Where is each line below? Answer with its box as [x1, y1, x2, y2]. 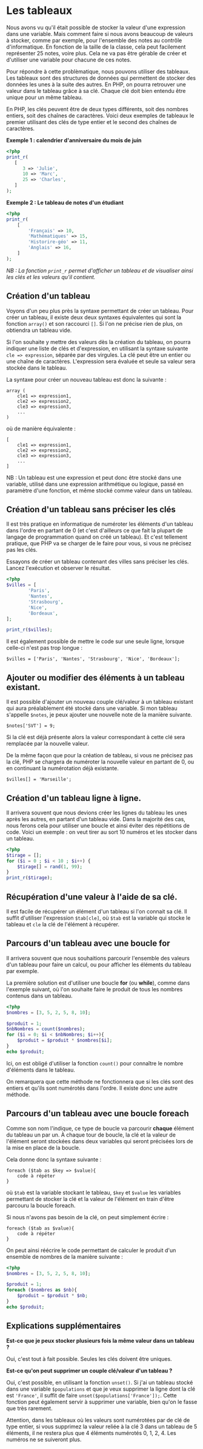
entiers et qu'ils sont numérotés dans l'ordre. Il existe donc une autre [6, 1084, 178, 1092]
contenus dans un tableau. [6, 992, 73, 999]
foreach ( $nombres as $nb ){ [6, 1287, 78, 1293]
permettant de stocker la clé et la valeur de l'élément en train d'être [6, 1195, 175, 1202]
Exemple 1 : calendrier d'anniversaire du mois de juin [6, 136, 142, 143]
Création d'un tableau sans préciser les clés [6, 504, 176, 515]
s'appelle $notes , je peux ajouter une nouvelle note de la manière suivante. [6, 711, 193, 718]
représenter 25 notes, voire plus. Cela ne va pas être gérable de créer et [6, 49, 187, 57]
